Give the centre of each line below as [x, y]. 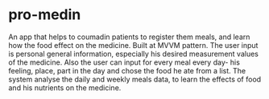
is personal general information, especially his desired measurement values [134, 53]
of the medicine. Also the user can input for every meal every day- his [124, 62]
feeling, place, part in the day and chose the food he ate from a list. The [127, 70]
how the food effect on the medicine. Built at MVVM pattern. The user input [133, 45]
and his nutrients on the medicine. [65, 87]
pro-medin [45, 15]
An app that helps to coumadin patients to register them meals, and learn [129, 37]
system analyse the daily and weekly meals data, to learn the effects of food [135, 79]
